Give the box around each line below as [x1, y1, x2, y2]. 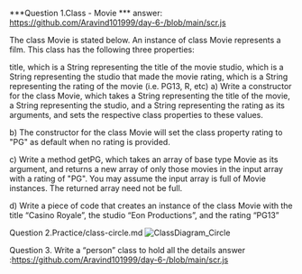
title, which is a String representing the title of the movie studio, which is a [9, 62, 284, 72]
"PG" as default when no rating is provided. [9, 137, 171, 147]
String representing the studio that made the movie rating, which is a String [9, 71, 288, 82]
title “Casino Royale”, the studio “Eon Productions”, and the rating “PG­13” [9, 210, 279, 220]
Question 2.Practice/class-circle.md [9, 227, 143, 238]
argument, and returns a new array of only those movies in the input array [9, 164, 284, 174]
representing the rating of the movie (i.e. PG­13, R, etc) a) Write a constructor [9, 81, 292, 91]
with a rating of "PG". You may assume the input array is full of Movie [9, 173, 266, 184]
